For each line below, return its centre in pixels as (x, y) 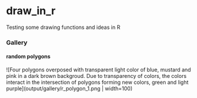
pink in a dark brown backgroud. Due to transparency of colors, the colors (96, 76)
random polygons (28, 57)
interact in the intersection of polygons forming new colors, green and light (97, 82)
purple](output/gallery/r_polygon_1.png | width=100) (70, 89)
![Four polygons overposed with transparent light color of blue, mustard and (98, 70)
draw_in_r (31, 11)
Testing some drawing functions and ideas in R (63, 27)
